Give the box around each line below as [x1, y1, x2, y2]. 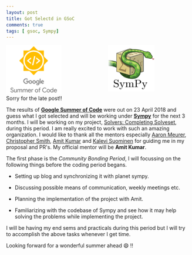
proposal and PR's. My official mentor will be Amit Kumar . [6, 144, 147, 151]
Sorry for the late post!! [6, 95, 63, 102]
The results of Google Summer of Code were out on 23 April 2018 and [6, 106, 177, 113]
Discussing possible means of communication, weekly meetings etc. [14, 184, 180, 191]
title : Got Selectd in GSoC [6, 15, 75, 22]
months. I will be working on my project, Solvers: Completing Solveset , [6, 119, 177, 126]
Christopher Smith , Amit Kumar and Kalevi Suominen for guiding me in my [6, 137, 185, 145]
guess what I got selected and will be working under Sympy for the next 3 [6, 112, 186, 120]
